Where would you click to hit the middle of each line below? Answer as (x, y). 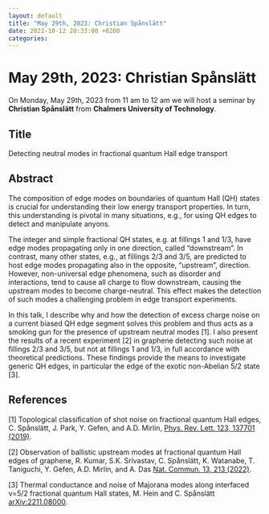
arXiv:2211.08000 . (38, 502)
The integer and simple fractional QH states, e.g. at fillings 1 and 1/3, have (130, 239)
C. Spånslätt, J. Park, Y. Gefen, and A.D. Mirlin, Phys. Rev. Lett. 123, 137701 (132, 428)
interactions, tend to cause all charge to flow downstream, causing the (125, 282)
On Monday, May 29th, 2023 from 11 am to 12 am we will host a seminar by (132, 101)
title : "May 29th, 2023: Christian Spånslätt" (88, 23)
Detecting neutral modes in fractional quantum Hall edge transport (118, 153)
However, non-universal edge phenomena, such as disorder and (114, 273)
